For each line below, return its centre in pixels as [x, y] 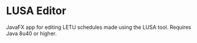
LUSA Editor [36, 11]
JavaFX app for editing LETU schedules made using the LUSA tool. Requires [99, 27]
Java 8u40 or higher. [32, 33]
